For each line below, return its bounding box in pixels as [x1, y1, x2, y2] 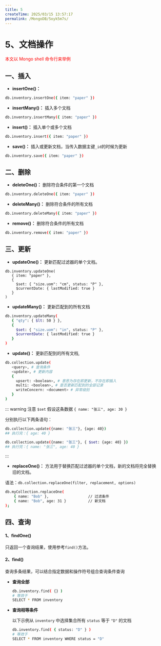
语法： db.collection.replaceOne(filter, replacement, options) [5, 480, 136, 486]
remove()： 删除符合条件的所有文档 [12, 221, 84, 226]
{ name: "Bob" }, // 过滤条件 [14, 494, 110, 499]
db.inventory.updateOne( [5, 269, 56, 273]
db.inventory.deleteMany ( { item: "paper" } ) [5, 211, 97, 216]
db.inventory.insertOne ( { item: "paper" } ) [5, 96, 95, 100]
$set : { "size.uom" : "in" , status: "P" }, [16, 327, 104, 332]
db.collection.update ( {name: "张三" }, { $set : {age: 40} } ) [5, 440, 128, 445]
